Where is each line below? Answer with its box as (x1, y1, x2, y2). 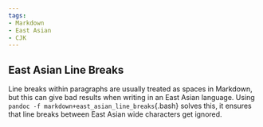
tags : (8, 11, 26, 20)
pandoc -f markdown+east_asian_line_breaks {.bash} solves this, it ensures (8, 101, 253, 111)
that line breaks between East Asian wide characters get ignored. (8, 110, 222, 119)
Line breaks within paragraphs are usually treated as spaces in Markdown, (8, 84, 253, 94)
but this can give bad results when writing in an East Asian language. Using (8, 93, 255, 102)
